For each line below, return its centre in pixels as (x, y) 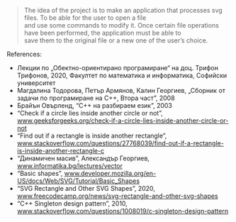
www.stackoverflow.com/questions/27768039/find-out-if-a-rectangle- (120, 143)
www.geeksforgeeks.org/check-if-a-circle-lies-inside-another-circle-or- (123, 121)
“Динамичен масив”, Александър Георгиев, (83, 158)
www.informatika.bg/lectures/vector (70, 166)
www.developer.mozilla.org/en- (110, 173)
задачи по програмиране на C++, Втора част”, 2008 (96, 98)
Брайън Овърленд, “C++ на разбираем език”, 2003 (95, 105)
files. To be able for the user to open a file (85, 18)
